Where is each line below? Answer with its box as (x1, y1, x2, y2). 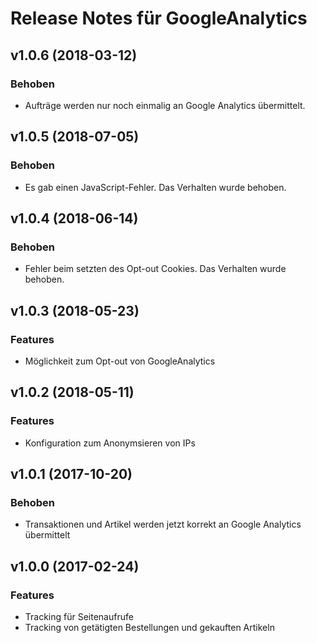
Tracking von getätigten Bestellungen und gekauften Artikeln (24, 622, 275, 633)
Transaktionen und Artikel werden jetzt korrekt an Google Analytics (24, 518, 302, 531)
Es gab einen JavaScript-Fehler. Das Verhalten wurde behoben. (24, 181, 287, 193)
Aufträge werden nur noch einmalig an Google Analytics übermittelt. (24, 99, 306, 111)
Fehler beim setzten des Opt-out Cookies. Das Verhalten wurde (24, 263, 287, 275)
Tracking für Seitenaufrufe (24, 611, 134, 622)
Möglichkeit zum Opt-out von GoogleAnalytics (24, 355, 216, 367)
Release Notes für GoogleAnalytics (10, 7, 308, 30)
